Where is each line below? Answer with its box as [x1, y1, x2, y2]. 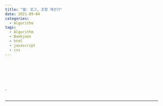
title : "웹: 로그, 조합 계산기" [5, 7, 62, 12]
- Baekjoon [9, 34, 32, 39]
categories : [5, 16, 29, 21]
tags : [5, 25, 16, 30]
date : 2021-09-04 [5, 12, 40, 16]
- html [9, 39, 23, 44]
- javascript [9, 43, 36, 48]
